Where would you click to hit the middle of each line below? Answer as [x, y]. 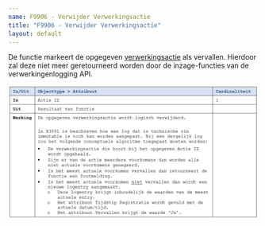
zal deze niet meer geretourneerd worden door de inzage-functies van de [129, 66]
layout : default [35, 33]
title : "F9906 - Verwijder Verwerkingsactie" [84, 25]
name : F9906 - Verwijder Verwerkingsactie [79, 17]
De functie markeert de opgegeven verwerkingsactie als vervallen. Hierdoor [132, 57]
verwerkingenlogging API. [50, 74]
